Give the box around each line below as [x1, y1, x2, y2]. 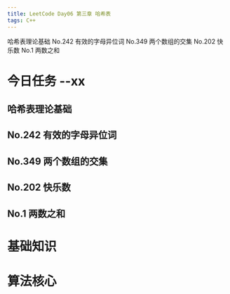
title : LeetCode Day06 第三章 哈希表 [7, 10, 111, 18]
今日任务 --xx [7, 73, 86, 89]
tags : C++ [7, 17, 36, 24]
